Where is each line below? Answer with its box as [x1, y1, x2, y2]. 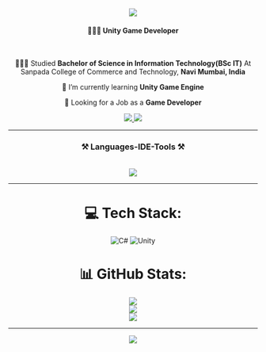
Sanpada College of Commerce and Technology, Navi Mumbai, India [21, 67, 245, 77]
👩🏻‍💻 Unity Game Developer [87, 25, 179, 35]
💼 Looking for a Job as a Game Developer [64, 98, 202, 107]
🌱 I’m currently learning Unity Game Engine [62, 82, 204, 92]
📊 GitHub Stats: [78, 265, 188, 283]
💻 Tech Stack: [84, 204, 182, 222]
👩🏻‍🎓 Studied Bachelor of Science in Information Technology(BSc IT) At [14, 59, 252, 68]
